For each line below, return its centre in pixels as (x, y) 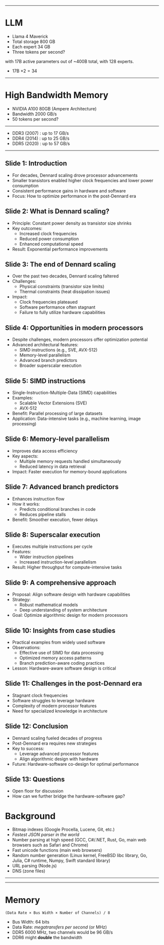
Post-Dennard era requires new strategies (54, 743)
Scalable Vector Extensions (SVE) (53, 403)
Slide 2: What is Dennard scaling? (57, 211)
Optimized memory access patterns (55, 658)
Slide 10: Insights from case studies (60, 630)
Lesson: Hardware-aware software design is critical (64, 668)
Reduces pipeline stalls (42, 514)
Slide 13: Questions (35, 779)
